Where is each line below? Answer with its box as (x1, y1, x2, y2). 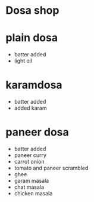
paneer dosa (5, 125, 69, 139)
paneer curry (14, 152, 47, 159)
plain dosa (5, 31, 58, 45)
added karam (14, 104, 47, 111)
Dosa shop (5, 4, 59, 17)
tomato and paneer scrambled (14, 164, 89, 171)
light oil (14, 58, 33, 65)
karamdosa (5, 79, 63, 92)
